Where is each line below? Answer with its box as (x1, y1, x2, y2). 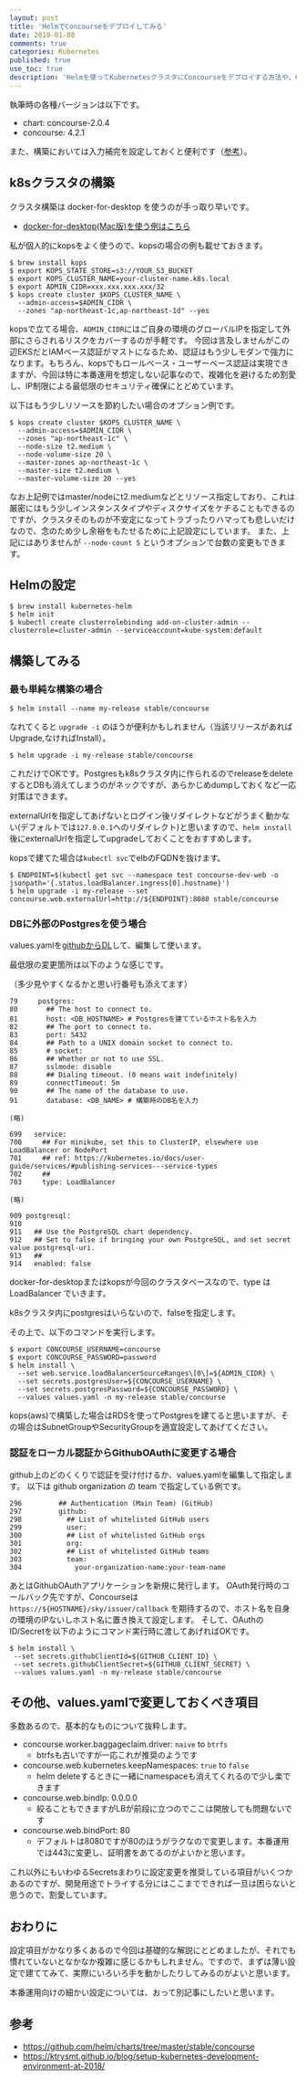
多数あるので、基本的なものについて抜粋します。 (9, 1720, 192, 1731)
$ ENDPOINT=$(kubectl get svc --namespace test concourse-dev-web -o (9, 871, 280, 880)
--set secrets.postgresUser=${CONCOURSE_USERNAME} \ (17, 1377, 222, 1386)
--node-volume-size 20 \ (17, 449, 112, 459)
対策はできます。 (9, 791, 73, 802)
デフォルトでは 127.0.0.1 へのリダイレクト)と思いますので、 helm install (20, 822, 292, 833)
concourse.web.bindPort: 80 (22, 1825, 130, 1836)
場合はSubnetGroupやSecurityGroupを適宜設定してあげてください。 (16, 1422, 273, 1433)
